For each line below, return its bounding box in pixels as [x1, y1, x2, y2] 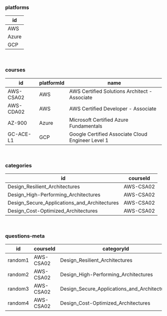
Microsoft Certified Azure [69, 116, 129, 123]
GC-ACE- [7, 131, 31, 138]
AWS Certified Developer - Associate [69, 105, 157, 112]
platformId [39, 79, 65, 86]
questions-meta [5, 233, 45, 239]
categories [5, 162, 32, 169]
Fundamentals [69, 122, 103, 129]
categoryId [102, 245, 129, 252]
